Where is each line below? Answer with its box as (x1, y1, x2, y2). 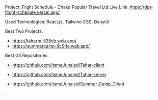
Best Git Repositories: (5, 52, 49, 58)
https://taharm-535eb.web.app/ (12, 38, 77, 44)
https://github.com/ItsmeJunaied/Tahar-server (12, 72, 106, 77)
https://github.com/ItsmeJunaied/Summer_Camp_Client (12, 81, 125, 87)
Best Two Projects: (5, 28, 43, 34)
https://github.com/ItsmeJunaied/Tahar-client (12, 62, 105, 68)
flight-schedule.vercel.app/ (5, 9, 60, 15)
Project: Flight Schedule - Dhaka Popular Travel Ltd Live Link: (5, 4, 129, 10)
